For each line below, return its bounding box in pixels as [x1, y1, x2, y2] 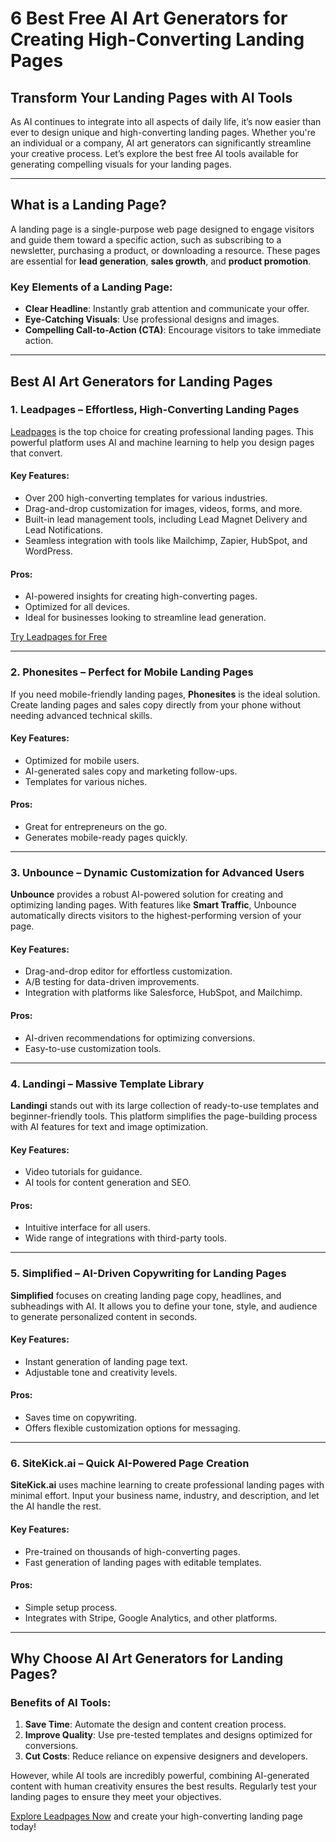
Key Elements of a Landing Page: [10, 280, 173, 294]
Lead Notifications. [24, 524, 103, 536]
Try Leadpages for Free [10, 631, 108, 643]
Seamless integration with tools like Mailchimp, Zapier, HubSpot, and [24, 535, 308, 546]
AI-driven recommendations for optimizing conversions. [24, 1032, 256, 1044]
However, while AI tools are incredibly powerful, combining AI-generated [10, 1770, 310, 1782]
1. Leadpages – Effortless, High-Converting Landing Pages [10, 403, 300, 417]
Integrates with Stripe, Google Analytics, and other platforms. [24, 1612, 278, 1624]
